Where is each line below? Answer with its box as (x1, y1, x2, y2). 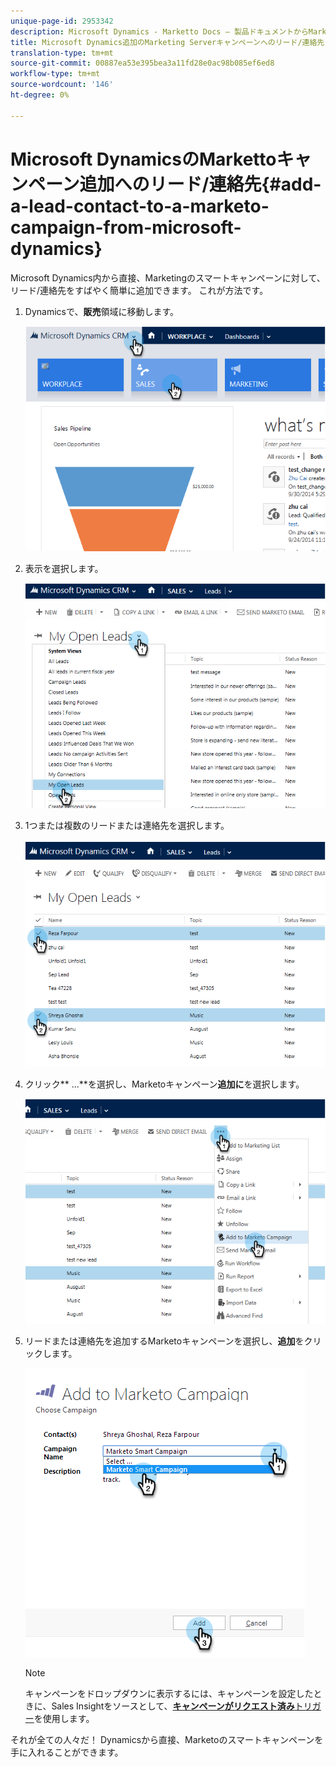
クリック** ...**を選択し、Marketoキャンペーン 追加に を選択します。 (24, 1078, 305, 1090)
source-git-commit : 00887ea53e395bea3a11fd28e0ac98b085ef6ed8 (10, 58, 275, 69)
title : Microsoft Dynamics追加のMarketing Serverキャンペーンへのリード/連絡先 (10, 37, 325, 47)
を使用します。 (33, 1713, 95, 1725)
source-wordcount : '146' (10, 80, 114, 90)
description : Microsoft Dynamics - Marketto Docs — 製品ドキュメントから (10, 26, 309, 37)
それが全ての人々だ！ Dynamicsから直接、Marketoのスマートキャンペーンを (10, 1734, 324, 1746)
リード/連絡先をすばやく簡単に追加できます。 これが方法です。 (10, 284, 269, 296)
